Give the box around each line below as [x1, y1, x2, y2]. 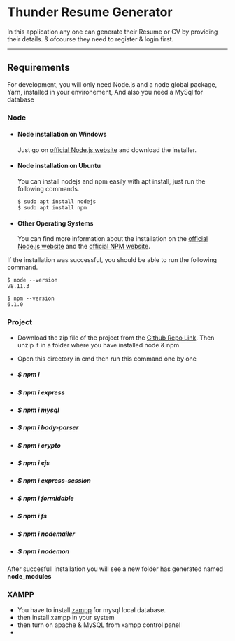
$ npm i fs [17, 512, 48, 521]
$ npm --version [7, 295, 55, 302]
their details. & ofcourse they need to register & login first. [7, 34, 174, 43]
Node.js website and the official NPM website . [17, 242, 150, 251]
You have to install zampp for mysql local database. [17, 605, 166, 614]
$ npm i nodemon [17, 547, 70, 556]
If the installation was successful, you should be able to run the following [7, 256, 218, 264]
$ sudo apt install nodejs [17, 198, 97, 205]
